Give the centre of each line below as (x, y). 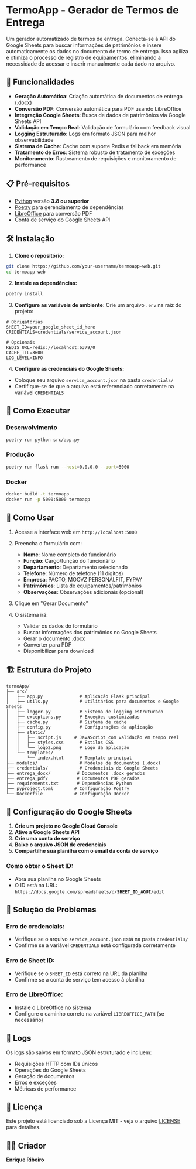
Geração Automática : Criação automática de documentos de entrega (99, 96)
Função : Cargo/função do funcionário (69, 560)
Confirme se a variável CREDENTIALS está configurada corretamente (95, 945)
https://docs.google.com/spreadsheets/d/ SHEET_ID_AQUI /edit (89, 892)
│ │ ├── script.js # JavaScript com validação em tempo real (93, 738)
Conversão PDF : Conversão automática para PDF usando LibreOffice (98, 108)
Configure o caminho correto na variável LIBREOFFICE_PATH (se (90, 1013)
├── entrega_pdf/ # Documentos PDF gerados (73, 779)
